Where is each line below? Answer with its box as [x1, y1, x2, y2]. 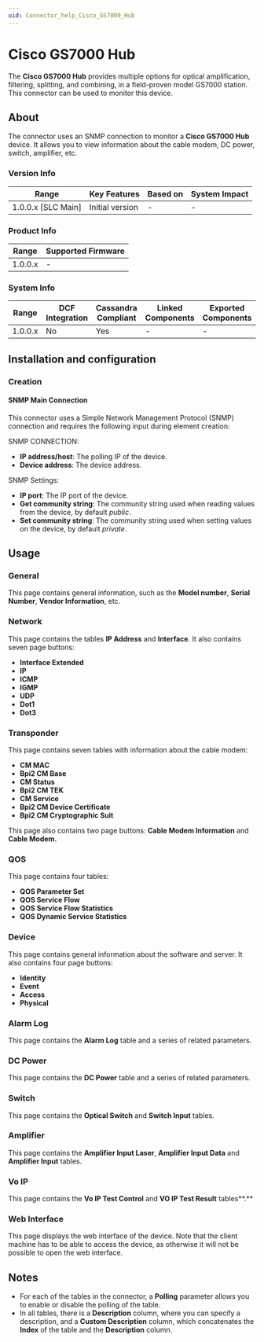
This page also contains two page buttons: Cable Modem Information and [8, 826, 249, 836]
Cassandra [95, 303, 137, 314]
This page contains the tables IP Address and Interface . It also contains [8, 634, 242, 643]
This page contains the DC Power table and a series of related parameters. [8, 1073, 251, 1083]
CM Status [19, 778, 55, 787]
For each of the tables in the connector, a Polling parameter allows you [19, 1292, 250, 1301]
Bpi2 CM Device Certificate [19, 803, 111, 812]
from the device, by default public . [19, 507, 131, 517]
